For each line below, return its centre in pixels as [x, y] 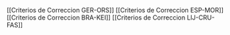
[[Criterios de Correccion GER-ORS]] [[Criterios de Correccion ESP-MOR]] [115, 10]
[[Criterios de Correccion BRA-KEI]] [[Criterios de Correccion [96, 17]
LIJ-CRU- [201, 17]
